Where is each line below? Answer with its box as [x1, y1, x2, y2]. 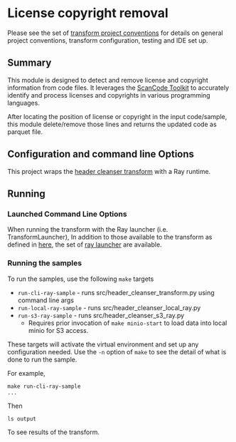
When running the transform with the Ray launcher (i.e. [7, 225, 168, 234]
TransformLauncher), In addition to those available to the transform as [7, 233, 213, 242]
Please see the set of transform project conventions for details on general [7, 29, 223, 37]
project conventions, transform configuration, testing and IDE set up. [7, 36, 208, 44]
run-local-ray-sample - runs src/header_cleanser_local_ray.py [17, 303, 201, 312]
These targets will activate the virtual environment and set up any [7, 340, 199, 349]
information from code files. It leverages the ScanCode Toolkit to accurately [7, 83, 230, 92]
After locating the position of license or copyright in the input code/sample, [7, 112, 227, 120]
